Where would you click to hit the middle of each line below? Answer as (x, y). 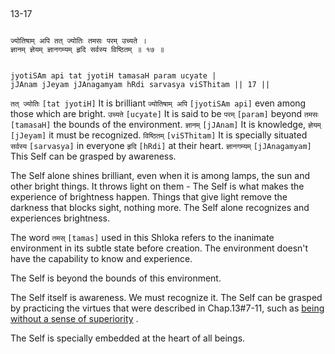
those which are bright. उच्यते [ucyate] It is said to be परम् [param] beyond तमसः (164, 114)
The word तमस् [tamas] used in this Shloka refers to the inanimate (142, 238)
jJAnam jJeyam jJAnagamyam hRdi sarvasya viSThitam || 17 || (140, 85)
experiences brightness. (60, 218)
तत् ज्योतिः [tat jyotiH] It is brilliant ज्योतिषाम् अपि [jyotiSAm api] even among (158, 103)
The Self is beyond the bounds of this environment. (116, 278)
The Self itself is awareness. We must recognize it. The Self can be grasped (166, 298)
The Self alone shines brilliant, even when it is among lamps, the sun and (160, 176)
